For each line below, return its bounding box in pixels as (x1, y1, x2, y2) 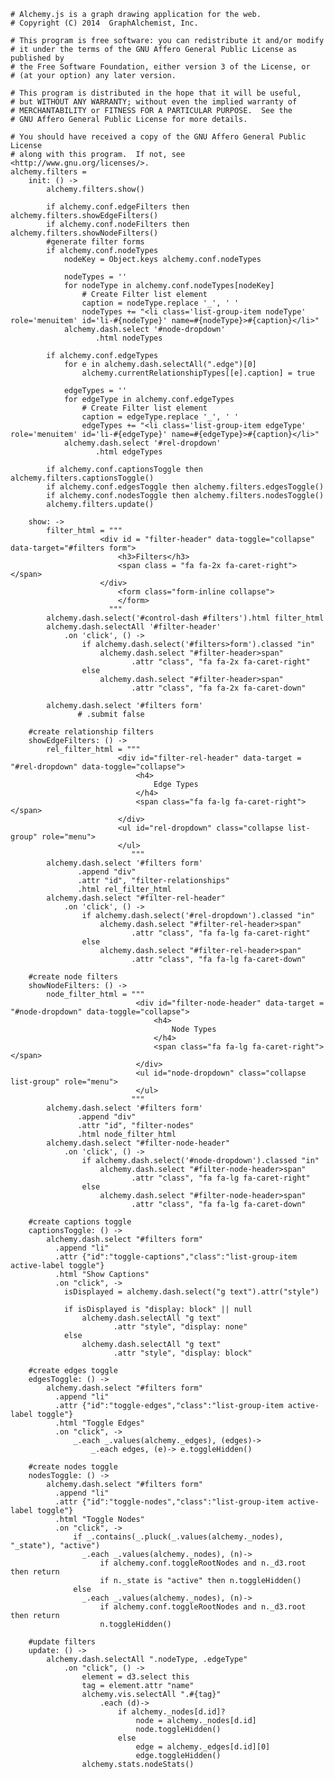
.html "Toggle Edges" (54, 1418, 145, 1428)
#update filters (28, 1637, 97, 1647)
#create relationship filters (28, 727, 155, 737)
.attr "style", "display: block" (113, 1348, 253, 1358)
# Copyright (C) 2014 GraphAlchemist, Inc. (10, 18, 199, 28)
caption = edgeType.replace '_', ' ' (81, 412, 240, 422)
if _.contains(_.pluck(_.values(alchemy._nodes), (73, 1532, 284, 1542)
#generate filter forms (46, 237, 145, 247)
